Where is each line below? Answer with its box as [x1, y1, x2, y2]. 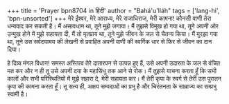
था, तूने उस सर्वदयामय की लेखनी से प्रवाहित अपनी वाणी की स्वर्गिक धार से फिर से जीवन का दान [7, 38, 212, 45]
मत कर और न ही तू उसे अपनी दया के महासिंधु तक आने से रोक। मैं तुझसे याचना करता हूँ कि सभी [7, 67, 217, 75]
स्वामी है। [7, 90, 28, 98]
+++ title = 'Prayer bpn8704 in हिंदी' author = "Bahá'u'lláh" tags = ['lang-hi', [7, 7, 220, 14]
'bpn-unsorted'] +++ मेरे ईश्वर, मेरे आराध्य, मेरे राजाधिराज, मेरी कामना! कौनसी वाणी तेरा [7, 14, 212, 22]
